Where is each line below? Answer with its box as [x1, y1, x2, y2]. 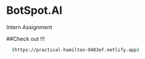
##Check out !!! [6, 35, 46, 42]
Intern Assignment [6, 23, 53, 31]
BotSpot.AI [6, 4, 62, 17]
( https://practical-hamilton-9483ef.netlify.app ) [12, 46, 140, 53]
